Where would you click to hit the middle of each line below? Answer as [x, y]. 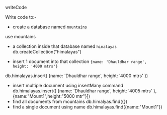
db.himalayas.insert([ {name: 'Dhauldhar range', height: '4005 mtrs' [82, 91]
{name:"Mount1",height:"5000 [44, 96]
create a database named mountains [50, 27]
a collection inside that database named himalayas [65, 46]
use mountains [21, 37]
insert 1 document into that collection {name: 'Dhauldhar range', [79, 62]
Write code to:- [21, 17]
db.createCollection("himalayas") [47, 52]
